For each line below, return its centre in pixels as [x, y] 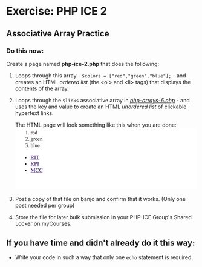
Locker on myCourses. [43, 224]
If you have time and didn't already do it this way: [101, 242]
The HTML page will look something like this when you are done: [96, 125]
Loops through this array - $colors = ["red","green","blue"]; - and [100, 75]
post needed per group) [45, 206]
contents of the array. [42, 88]
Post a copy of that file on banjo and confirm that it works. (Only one [100, 199]
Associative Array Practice [58, 34]
